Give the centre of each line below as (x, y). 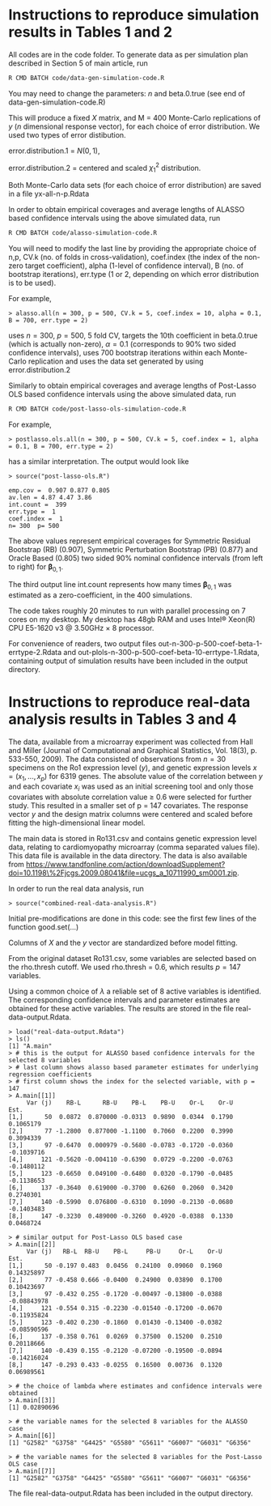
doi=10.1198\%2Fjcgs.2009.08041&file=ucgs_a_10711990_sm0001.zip (123, 873)
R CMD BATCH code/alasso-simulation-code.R (83, 233)
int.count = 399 (38, 505)
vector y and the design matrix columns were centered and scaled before (131, 815)
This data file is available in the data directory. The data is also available (128, 856)
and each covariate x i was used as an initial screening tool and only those (131, 787)
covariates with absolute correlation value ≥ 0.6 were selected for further (130, 797)
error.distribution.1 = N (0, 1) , (54, 151)
